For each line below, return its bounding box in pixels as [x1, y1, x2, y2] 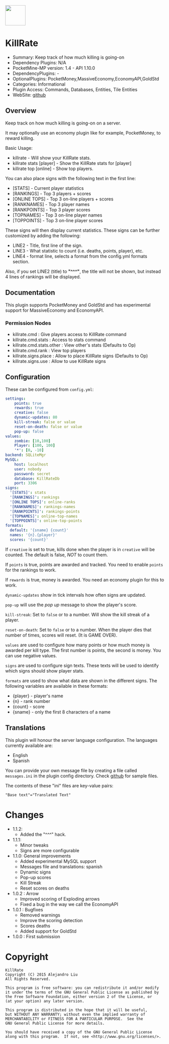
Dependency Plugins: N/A [12, 59, 67, 65]
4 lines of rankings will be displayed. [5, 273, 81, 280]
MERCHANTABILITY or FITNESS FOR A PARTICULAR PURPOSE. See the [5, 1017, 143, 1022]
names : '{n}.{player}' [10, 532, 58, 538]
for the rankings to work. [5, 567, 57, 573]
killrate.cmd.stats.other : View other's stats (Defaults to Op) [12, 342, 136, 348]
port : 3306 [14, 481, 37, 486]
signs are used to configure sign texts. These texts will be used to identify [5, 662, 159, 669]
